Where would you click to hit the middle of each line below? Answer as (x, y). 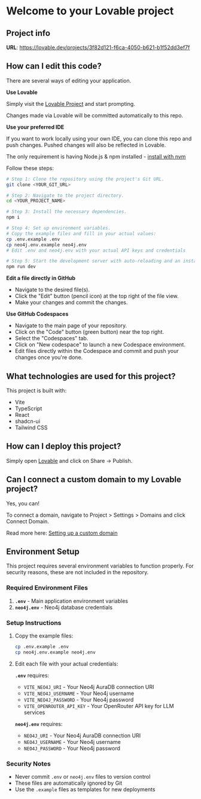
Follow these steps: (30, 168)
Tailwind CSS (31, 428)
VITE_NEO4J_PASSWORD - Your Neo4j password (79, 699)
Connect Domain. (28, 521)
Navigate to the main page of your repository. (71, 326)
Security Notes (28, 764)
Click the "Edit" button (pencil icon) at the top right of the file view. (97, 296)
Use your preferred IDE (35, 127)
